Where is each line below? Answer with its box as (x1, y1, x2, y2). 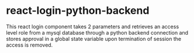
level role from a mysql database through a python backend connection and (6, 29, 189, 36)
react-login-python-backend (6, 4, 150, 17)
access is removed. (6, 41, 53, 48)
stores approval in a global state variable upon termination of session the (6, 35, 182, 42)
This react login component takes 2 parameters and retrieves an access (6, 23, 179, 30)
